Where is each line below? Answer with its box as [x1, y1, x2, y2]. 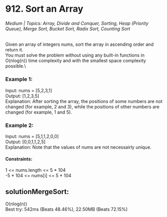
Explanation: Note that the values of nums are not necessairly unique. [5, 144, 152, 150]
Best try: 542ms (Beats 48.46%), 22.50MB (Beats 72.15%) [5, 206, 128, 212]
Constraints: [5, 156, 33, 162]
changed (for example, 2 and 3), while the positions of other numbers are [5, 103, 160, 110]
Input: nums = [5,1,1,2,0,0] [5, 133, 59, 139]
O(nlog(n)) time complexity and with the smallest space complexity [5, 58, 147, 64]
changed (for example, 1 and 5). [5, 109, 73, 115]
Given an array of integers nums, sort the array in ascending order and [5, 41, 154, 47]
